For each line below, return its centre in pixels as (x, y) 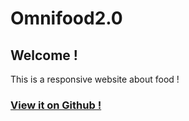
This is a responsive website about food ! (95, 79)
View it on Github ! (56, 105)
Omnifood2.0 (66, 18)
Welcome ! (44, 55)
